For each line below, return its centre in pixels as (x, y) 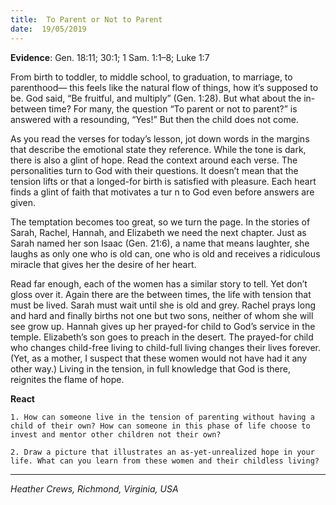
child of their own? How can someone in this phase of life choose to (160, 426)
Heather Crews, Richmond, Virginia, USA (94, 488)
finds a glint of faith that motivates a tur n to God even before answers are (162, 192)
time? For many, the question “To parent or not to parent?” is (173, 108)
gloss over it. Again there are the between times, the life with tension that (161, 294)
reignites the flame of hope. (67, 379)
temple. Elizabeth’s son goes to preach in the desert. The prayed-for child (162, 337)
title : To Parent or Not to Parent (86, 19)
